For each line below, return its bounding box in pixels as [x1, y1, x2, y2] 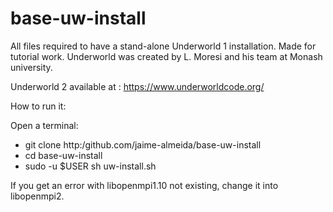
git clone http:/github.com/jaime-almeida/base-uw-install [24, 138, 262, 151]
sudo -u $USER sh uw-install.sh [24, 160, 157, 172]
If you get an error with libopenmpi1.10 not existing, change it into [10, 179, 279, 191]
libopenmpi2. [10, 190, 65, 202]
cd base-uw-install [24, 149, 103, 161]
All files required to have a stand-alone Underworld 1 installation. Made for [10, 40, 317, 52]
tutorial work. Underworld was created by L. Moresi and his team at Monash [10, 50, 323, 62]
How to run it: [10, 100, 67, 112]
